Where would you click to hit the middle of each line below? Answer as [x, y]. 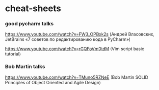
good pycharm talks [29, 24]
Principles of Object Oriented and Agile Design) [53, 82]
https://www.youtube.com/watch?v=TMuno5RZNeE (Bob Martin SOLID [77, 77]
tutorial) [13, 54]
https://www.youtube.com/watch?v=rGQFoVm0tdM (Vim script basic [75, 49]
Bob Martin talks [25, 67]
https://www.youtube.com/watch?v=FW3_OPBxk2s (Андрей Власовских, [80, 34]
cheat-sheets [33, 9]
